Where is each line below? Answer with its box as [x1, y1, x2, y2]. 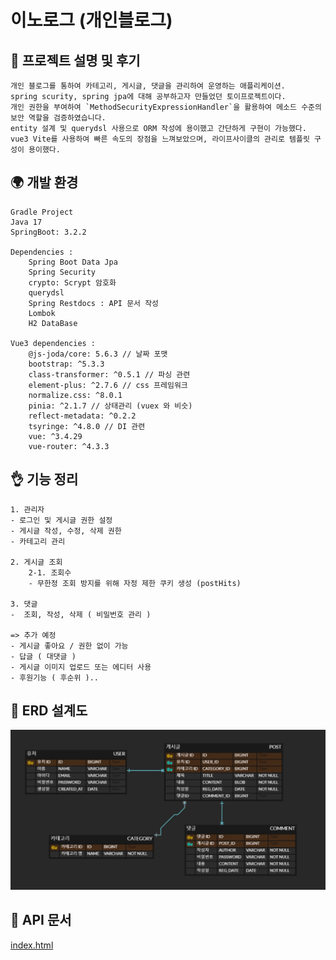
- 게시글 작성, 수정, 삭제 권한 [10, 526, 122, 536]
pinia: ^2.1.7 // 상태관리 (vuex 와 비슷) [28, 401, 193, 411]
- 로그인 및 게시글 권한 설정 [10, 515, 113, 525]
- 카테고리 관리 [10, 536, 66, 546]
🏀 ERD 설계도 [10, 702, 88, 720]
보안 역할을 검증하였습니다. [10, 113, 107, 123]
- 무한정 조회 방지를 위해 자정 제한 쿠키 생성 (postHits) [28, 578, 242, 588]
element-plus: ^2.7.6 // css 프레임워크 [28, 380, 188, 390]
